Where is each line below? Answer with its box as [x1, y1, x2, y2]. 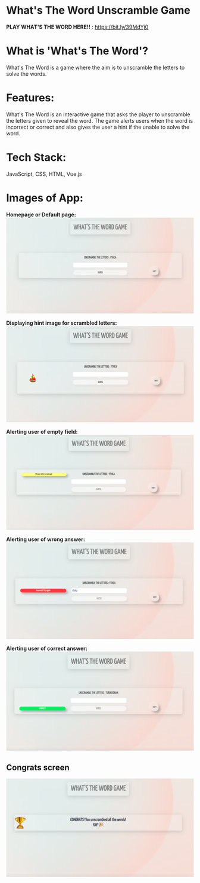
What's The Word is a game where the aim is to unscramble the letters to [6, 64, 185, 71]
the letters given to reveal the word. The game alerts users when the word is [6, 117, 193, 124]
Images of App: [6, 191, 83, 204]
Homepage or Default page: [6, 211, 76, 218]
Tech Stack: [6, 151, 67, 164]
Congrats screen [6, 762, 70, 772]
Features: [6, 91, 55, 105]
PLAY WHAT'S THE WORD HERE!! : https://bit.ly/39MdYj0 [6, 23, 149, 30]
